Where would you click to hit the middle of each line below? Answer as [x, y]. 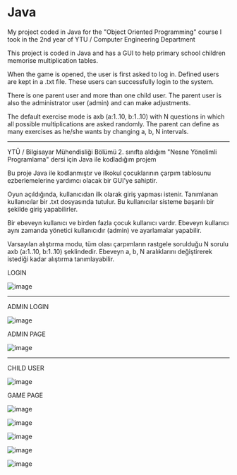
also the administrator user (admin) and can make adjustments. [99, 102]
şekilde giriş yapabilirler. [43, 209]
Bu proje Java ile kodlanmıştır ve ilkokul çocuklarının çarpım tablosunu [109, 173]
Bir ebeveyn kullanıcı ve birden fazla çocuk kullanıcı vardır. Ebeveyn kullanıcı [118, 222]
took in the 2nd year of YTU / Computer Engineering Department [101, 39]
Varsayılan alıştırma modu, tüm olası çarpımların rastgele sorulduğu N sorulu [118, 243]
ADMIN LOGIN [28, 306]
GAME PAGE [25, 395]
